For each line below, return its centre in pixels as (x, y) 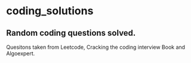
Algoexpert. (21, 53)
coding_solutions (50, 11)
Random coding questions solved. (71, 33)
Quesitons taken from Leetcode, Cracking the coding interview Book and (96, 47)
